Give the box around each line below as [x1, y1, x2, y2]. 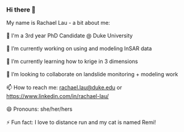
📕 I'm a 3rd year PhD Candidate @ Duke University [6, 32, 133, 39]
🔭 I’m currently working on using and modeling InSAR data [6, 45, 152, 52]
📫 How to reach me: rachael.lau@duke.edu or [6, 84, 123, 91]
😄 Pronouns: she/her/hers [6, 105, 73, 113]
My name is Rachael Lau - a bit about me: [6, 19, 111, 27]
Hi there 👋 [6, 5, 36, 14]
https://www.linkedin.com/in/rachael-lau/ [6, 93, 109, 100]
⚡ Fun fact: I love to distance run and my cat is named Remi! [6, 119, 156, 126]
